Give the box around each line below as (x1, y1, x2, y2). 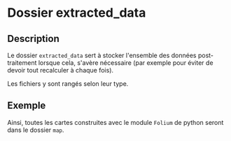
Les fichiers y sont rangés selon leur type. (7, 80, 129, 88)
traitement (7, 59, 37, 67)
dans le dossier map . (7, 126, 64, 134)
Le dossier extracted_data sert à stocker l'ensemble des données (7, 51, 197, 59)
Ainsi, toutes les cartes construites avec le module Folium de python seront (7, 118, 224, 126)
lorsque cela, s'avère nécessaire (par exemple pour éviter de (38, 59, 213, 67)
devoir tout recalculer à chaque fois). (7, 66, 114, 74)
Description (7, 33, 59, 45)
